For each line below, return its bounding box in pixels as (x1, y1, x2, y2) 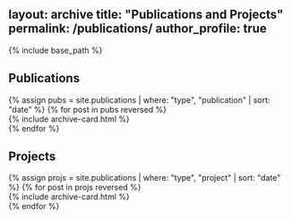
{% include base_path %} (8, 45, 103, 55)
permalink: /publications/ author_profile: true (8, 21, 268, 37)
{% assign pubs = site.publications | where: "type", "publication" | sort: (8, 94, 271, 105)
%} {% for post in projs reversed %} (8, 182, 142, 193)
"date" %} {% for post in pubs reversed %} (8, 104, 167, 114)
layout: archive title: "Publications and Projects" (8, 7, 284, 22)
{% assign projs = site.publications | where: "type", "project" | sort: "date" (8, 173, 281, 183)
